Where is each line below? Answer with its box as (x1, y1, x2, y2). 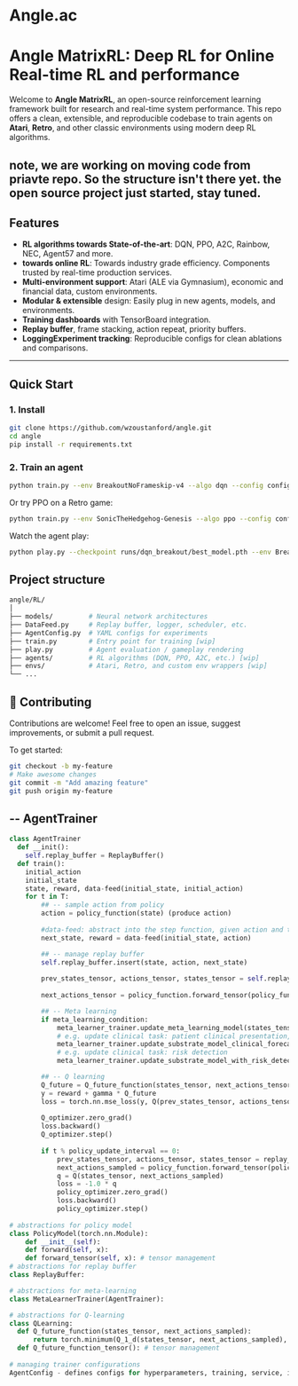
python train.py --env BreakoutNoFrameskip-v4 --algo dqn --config (9, 481, 264, 490)
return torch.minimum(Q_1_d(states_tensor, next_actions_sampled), (32, 1335, 288, 1344)
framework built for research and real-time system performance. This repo (9, 104, 282, 114)
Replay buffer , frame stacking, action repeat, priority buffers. (21, 324, 247, 335)
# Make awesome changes (9, 769, 98, 779)
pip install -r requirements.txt (9, 440, 133, 449)
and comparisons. (21, 343, 89, 353)
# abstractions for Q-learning (9, 1311, 125, 1319)
